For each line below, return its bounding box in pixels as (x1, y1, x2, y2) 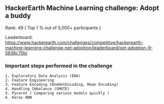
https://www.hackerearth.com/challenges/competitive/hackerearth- (5, 39, 144, 45)
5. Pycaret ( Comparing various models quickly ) (5, 91, 110, 96)
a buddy (5, 12, 31, 20)
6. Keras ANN (5, 95, 32, 100)
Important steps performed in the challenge (5, 62, 112, 69)
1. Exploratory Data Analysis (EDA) (5, 73, 81, 78)
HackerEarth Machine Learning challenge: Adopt (5, 4, 160, 12)
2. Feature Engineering (5, 78, 55, 83)
